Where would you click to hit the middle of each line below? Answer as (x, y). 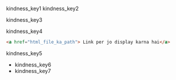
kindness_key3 (24, 20)
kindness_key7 (33, 71)
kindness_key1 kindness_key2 (43, 9)
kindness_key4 (25, 31)
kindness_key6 (33, 65)
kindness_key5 (24, 53)
